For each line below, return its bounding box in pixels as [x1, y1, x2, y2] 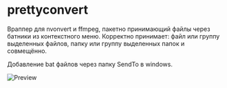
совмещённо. [7, 47, 47, 55]
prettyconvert [7, 2, 88, 18]
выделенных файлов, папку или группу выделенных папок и [7, 39, 185, 47]
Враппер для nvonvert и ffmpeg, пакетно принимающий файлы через [7, 25, 210, 33]
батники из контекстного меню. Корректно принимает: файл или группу [7, 32, 220, 40]
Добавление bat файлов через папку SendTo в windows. [7, 60, 173, 68]
